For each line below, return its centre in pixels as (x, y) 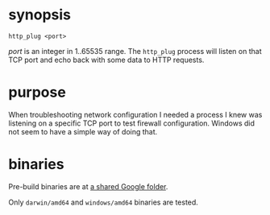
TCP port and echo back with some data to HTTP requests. (106, 60)
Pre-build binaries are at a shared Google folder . (88, 186)
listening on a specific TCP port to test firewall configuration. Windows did (132, 123)
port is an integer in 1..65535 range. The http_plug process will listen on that (135, 51)
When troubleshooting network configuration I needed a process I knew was (135, 114)
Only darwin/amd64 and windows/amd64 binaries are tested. (104, 202)
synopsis (39, 15)
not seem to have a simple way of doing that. (83, 131)
